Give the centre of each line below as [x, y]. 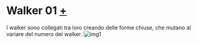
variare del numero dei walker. [44, 34]
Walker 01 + [37, 11]
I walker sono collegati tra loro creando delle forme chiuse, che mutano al [99, 28]
